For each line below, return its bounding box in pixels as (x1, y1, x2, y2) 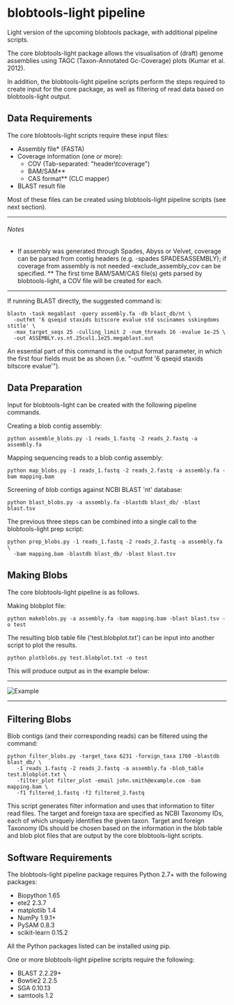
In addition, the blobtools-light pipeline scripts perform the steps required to (7, 77, 225, 85)
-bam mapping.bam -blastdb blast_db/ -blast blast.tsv (13, 550, 176, 557)
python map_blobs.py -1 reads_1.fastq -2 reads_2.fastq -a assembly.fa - (7, 467, 226, 474)
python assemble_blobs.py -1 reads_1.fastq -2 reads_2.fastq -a (7, 435, 198, 442)
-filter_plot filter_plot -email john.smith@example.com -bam (16, 777, 201, 784)
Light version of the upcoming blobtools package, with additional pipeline (7, 28, 218, 36)
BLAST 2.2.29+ (17, 969, 62, 978)
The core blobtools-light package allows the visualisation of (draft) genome (7, 49, 224, 57)
